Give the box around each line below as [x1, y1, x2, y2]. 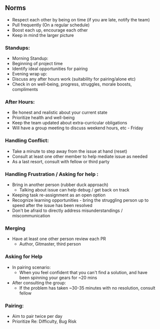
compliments [12, 87, 38, 92]
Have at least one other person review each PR [12, 236, 106, 242]
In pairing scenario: [12, 264, 51, 270]
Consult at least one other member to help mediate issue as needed [12, 153, 148, 159]
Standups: [5, 44, 30, 51]
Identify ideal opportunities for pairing [12, 66, 88, 72]
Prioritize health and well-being [12, 115, 75, 121]
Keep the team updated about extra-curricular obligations [12, 120, 128, 126]
